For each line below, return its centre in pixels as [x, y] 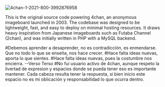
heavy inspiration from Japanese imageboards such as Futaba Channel [78, 33]
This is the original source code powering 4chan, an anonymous [71, 17]
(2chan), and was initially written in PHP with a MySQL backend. [71, 38]
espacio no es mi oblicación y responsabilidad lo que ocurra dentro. [75, 79]
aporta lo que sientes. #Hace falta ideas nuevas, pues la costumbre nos [79, 58]
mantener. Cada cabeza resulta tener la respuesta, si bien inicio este [75, 74]
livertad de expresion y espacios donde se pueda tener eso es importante [81, 69]
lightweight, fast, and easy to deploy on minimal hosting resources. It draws [82, 28]
